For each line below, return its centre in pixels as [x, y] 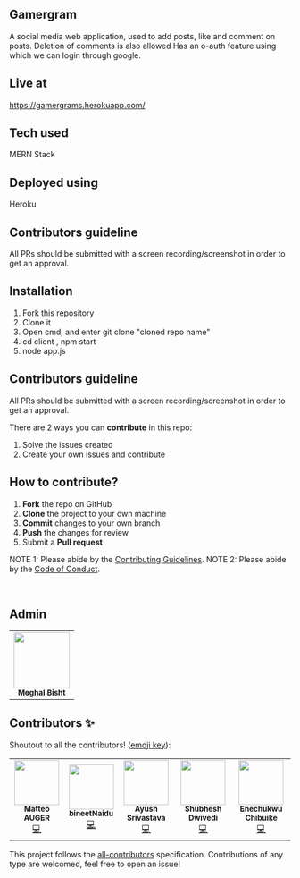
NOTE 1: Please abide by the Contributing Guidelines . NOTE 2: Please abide [148, 559]
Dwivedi [204, 818]
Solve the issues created [67, 444]
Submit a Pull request [62, 542]
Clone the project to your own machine [94, 513]
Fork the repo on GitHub [67, 503]
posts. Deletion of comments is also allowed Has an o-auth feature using [143, 46]
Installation [41, 291]
